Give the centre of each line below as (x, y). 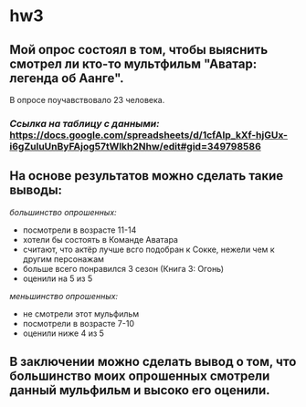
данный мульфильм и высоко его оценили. (140, 390)
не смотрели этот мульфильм (81, 313)
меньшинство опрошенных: (64, 296)
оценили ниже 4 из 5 (63, 333)
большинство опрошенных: (63, 212)
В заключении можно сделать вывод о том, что (153, 362)
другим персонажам (63, 259)
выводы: (36, 190)
